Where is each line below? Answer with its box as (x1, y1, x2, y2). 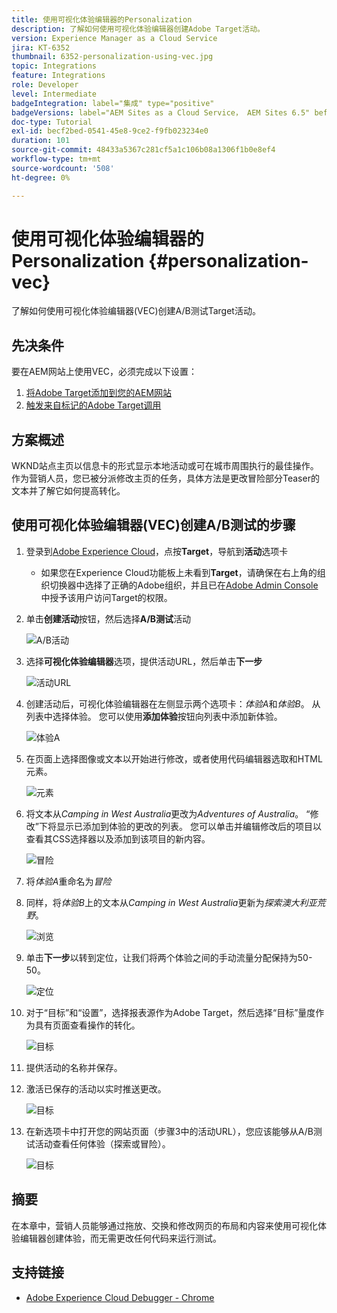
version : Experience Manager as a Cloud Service (11, 33, 218, 43)
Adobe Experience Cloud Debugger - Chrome (25, 1291, 215, 1303)
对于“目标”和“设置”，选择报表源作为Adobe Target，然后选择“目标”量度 (25, 1006, 316, 1018)
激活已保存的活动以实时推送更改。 (25, 1082, 167, 1095)
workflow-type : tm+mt (11, 154, 102, 164)
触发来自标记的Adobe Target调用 (25, 399, 162, 411)
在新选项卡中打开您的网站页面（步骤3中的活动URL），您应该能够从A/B (25, 1125, 314, 1137)
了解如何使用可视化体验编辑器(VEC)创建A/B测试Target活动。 (11, 305, 261, 317)
